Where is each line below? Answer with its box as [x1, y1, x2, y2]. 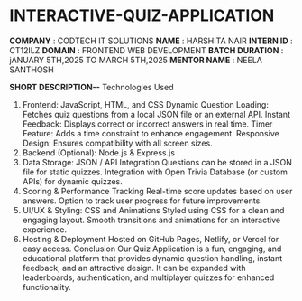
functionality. [22, 281, 71, 292]
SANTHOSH [9, 64, 54, 75]
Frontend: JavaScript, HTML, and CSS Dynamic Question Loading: [22, 99, 269, 109]
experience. [22, 223, 68, 235]
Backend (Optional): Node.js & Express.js [22, 146, 176, 158]
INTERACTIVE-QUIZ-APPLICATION [9, 5, 275, 26]
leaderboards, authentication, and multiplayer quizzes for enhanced [22, 272, 275, 283]
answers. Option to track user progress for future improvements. [22, 195, 263, 206]
